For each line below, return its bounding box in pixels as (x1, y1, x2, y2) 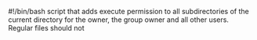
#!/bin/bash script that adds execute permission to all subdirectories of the (8, 7, 249, 16)
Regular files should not (8, 24, 85, 32)
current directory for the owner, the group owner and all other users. (8, 15, 230, 24)
